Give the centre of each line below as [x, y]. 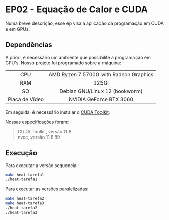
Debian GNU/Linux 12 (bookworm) [101, 91]
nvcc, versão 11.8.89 [39, 137]
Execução [21, 153]
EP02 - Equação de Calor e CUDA [77, 9]
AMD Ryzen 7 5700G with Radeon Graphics [101, 74]
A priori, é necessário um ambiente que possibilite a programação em [78, 57]
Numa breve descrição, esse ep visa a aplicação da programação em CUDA [84, 23]
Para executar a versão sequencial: [42, 165]
